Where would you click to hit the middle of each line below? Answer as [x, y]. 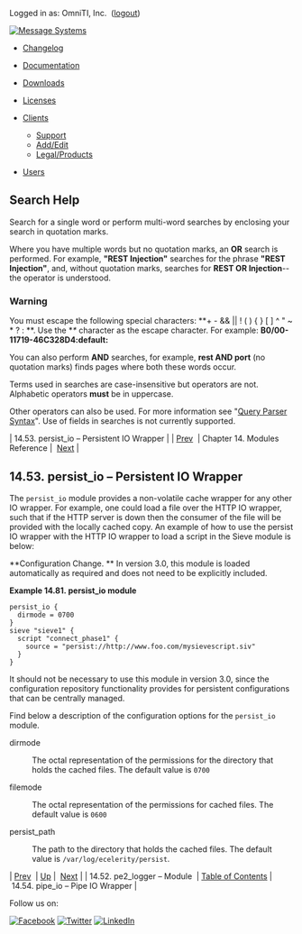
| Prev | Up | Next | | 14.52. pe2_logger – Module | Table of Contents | [141, 876]
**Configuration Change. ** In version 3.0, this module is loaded [130, 563]
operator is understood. [67, 278]
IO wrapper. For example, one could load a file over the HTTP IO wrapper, [146, 508]
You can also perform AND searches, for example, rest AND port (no [137, 357]
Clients [36, 118]
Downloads [43, 83]
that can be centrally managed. [67, 698]
